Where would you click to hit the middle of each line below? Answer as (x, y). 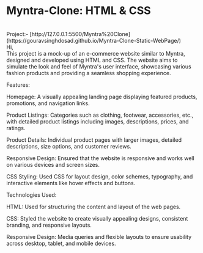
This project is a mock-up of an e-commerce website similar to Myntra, (96, 53)
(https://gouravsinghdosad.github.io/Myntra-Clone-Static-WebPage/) (94, 40)
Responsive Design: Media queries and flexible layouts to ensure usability (99, 237)
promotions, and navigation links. (48, 103)
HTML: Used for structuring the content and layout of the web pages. (94, 207)
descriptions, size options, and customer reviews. (69, 146)
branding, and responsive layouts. (49, 225)
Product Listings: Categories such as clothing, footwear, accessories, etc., (100, 115)
